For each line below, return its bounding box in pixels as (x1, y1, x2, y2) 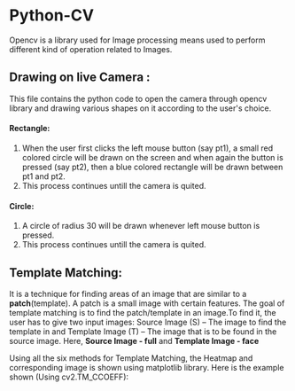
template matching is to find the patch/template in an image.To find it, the (9, 307, 276, 317)
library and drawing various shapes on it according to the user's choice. (9, 103, 272, 113)
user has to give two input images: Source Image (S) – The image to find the (9, 317, 287, 327)
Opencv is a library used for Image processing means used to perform (9, 35, 266, 45)
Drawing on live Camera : (9, 70, 151, 85)
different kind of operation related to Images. (9, 43, 173, 54)
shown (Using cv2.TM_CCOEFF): (9, 371, 129, 382)
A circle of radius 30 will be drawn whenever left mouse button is (21, 221, 260, 231)
